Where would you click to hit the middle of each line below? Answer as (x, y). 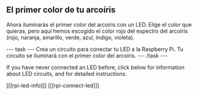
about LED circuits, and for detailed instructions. (67, 74)
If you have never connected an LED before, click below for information (96, 67)
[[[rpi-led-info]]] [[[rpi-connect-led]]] (53, 85)
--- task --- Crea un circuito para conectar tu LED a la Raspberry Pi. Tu (95, 49)
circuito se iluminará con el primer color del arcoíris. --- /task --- (87, 55)
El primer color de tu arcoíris (61, 10)
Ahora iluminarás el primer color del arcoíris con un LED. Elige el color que (99, 24)
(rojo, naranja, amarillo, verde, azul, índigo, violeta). (70, 37)
